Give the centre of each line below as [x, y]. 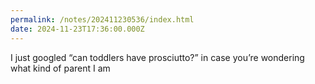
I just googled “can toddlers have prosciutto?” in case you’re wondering [157, 57]
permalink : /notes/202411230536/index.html [102, 19]
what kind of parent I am [60, 68]
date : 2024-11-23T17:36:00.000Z [77, 29]
